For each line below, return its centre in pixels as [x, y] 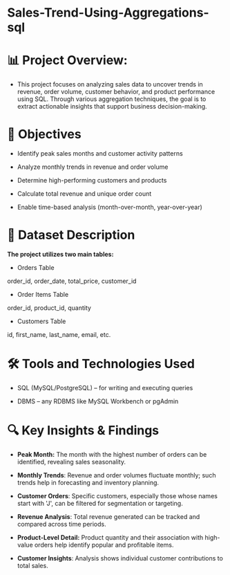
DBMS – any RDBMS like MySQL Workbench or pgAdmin [98, 401]
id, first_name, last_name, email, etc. [59, 335]
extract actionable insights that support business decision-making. [112, 107]
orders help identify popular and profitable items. [104, 545]
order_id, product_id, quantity [49, 308]
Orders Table [36, 267]
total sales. [32, 565]
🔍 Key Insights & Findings [83, 431]
